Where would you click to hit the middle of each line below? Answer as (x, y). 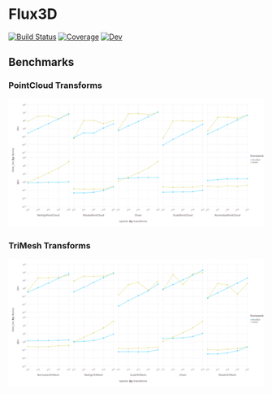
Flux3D (33, 14)
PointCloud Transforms (56, 85)
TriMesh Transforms (50, 245)
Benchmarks (41, 62)
